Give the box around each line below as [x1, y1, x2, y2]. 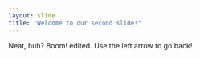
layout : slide [8, 11, 56, 20]
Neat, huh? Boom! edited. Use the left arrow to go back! [8, 41, 193, 50]
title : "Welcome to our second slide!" [8, 19, 142, 27]
